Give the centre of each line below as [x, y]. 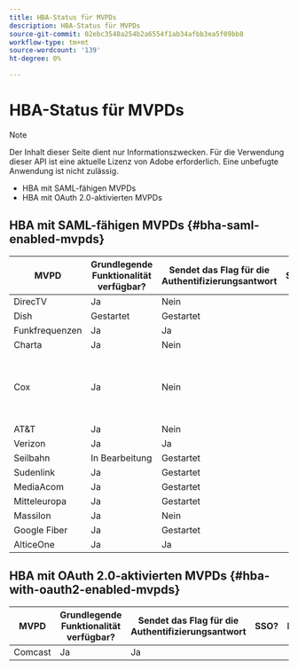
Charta [28, 344]
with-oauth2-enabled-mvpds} [95, 590]
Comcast [32, 651]
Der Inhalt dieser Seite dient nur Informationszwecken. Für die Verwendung [147, 152]
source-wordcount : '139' [55, 51]
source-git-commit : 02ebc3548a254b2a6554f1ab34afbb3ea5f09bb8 [126, 34]
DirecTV [30, 301]
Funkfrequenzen [48, 330]
